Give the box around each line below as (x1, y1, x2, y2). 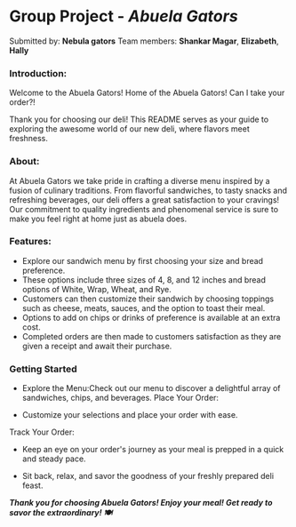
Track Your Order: (9, 427, 76, 437)
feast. (21, 480, 44, 491)
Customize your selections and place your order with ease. (21, 410, 238, 420)
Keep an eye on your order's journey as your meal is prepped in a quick (21, 444, 284, 455)
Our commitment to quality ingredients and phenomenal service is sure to (9, 204, 278, 214)
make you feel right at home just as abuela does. (9, 213, 188, 224)
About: (9, 156, 40, 168)
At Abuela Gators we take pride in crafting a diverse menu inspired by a (9, 175, 270, 186)
